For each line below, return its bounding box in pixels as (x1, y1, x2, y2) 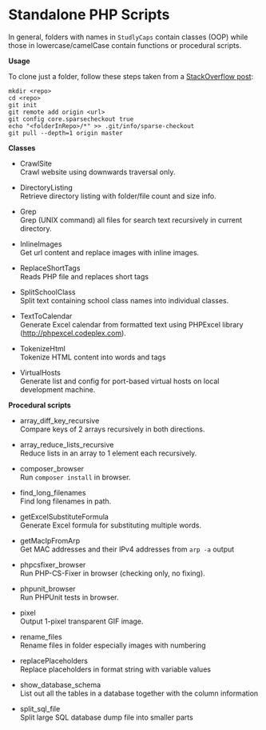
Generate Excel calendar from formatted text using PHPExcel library (19, 319, 244, 329)
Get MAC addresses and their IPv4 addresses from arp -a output (19, 544, 235, 554)
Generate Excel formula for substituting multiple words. (19, 520, 202, 530)
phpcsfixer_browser (19, 560, 86, 569)
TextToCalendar (19, 311, 73, 321)
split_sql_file (19, 704, 61, 713)
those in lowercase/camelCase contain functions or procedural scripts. (8, 40, 242, 50)
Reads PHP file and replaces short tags (19, 271, 149, 281)
